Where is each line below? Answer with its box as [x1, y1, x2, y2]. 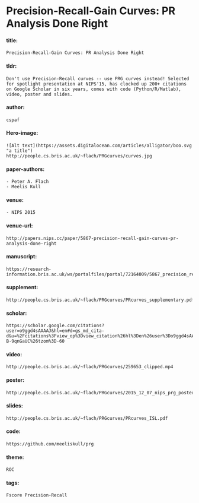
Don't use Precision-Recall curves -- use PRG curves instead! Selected [6, 75, 190, 81]
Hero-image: [6, 129, 38, 137]
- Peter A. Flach [6, 179, 49, 185]
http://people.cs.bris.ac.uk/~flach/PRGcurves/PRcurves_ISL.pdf [6, 415, 168, 421]
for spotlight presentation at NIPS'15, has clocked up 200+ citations [6, 81, 187, 87]
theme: [6, 453, 25, 461]
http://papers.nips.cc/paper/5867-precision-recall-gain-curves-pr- [6, 235, 179, 241]
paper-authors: [6, 165, 45, 173]
